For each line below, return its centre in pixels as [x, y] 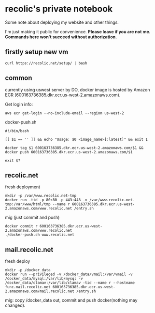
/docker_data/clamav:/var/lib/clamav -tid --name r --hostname [70, 283]
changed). [15, 305]
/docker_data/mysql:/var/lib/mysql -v [44, 279]
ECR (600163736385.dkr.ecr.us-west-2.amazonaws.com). [63, 95]
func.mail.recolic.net [28, 287]
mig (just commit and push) [32, 217]
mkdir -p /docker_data [28, 270]
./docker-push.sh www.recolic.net [40, 235]
